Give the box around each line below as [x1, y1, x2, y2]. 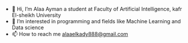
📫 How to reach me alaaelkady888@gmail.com [11, 31, 128, 37]
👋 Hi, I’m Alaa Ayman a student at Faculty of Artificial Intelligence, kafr [11, 6, 182, 12]
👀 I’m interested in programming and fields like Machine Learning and [11, 18, 181, 24]
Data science [11, 24, 44, 31]
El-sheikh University [11, 12, 61, 19]
